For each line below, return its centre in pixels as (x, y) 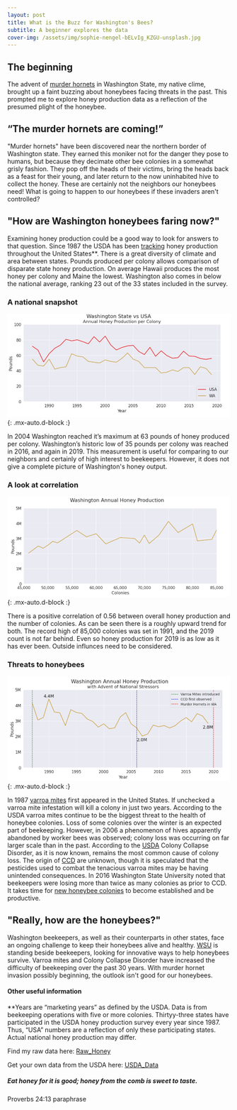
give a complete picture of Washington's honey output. (87, 467)
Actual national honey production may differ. (72, 1037)
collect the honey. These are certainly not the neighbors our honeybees (112, 184)
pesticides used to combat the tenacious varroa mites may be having (108, 868)
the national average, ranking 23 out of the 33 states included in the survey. (118, 283)
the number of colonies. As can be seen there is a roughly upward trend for (117, 624)
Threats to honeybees (46, 665)
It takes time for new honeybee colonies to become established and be (111, 890)
